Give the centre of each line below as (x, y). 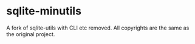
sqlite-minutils (44, 11)
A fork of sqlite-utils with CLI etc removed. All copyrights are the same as (98, 28)
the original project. (31, 34)
